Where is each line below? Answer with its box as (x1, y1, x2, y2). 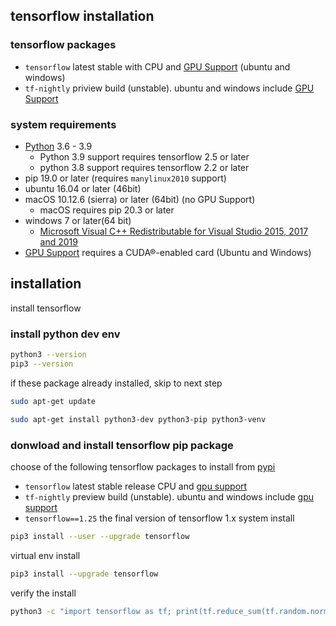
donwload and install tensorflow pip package (10, 438, 234, 452)
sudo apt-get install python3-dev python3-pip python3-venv (10, 414, 267, 424)
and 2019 (39, 235, 78, 248)
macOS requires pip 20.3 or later (39, 204, 175, 216)
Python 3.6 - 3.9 (24, 140, 93, 152)
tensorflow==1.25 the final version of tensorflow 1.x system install (24, 512, 295, 524)
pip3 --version (10, 359, 74, 369)
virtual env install (10, 549, 81, 561)
